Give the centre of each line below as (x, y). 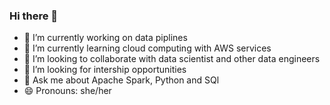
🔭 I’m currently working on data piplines (105, 38)
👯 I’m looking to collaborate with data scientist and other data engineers (172, 59)
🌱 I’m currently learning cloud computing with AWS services (147, 48)
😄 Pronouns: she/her (67, 91)
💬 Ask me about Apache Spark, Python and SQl (121, 80)
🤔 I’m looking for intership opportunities (105, 70)
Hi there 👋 (34, 16)
